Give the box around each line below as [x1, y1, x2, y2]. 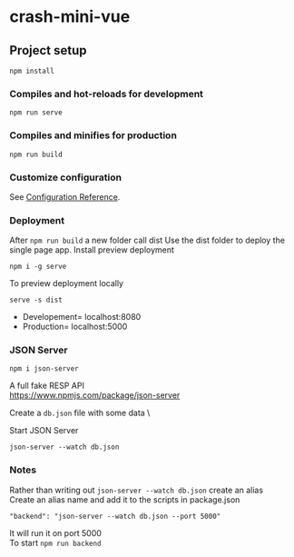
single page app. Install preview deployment [9, 244, 175, 255]
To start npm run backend [9, 537, 102, 548]
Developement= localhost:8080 [22, 312, 142, 323]
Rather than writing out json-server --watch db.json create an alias [9, 484, 264, 495]
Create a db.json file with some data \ [9, 407, 151, 419]
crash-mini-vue [9, 6, 131, 27]
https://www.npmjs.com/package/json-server [9, 390, 181, 401]
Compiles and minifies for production [9, 129, 177, 142]
